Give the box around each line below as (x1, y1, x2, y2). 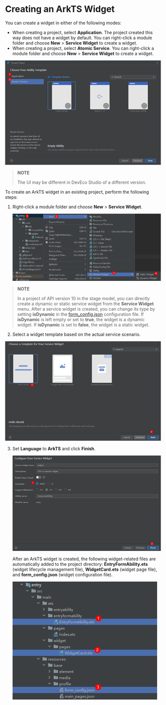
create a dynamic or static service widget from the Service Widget (17, 301, 154, 307)
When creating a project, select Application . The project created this (12, 29, 153, 35)
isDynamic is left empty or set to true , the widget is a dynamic (17, 316, 145, 323)
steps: (5, 194, 18, 200)
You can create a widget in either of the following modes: (5, 20, 122, 26)
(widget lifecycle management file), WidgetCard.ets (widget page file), (12, 566, 157, 573)
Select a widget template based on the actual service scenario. (12, 331, 141, 337)
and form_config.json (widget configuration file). (12, 572, 113, 578)
